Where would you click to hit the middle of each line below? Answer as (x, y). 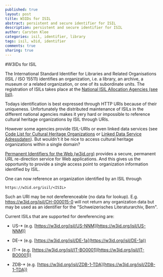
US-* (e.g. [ (24, 226)
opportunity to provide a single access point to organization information (77, 164)
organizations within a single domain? (43, 144)
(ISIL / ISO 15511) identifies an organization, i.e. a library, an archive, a (74, 79)
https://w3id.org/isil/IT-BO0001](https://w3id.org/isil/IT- (89, 250)
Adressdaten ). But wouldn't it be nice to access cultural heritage (69, 139)
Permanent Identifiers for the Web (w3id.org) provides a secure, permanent (81, 153)
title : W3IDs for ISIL (28, 18)
